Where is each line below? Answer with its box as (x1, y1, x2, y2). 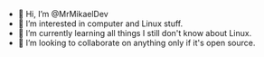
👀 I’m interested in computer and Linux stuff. (17, 18, 184, 29)
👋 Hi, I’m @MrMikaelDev (17, 9, 108, 19)
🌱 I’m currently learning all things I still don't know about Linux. (17, 28, 252, 38)
